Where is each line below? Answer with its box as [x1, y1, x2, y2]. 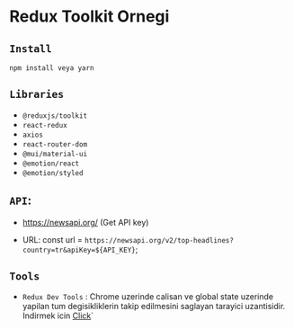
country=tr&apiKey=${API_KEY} [22, 245, 137, 254]
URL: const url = [22, 234, 84, 245]
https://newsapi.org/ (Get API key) [22, 217, 149, 227]
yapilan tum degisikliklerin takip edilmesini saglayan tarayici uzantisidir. [22, 301, 286, 312]
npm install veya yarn [9, 64, 94, 73]
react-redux [22, 120, 67, 129]
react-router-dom [22, 139, 88, 149]
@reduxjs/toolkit [22, 111, 88, 120]
